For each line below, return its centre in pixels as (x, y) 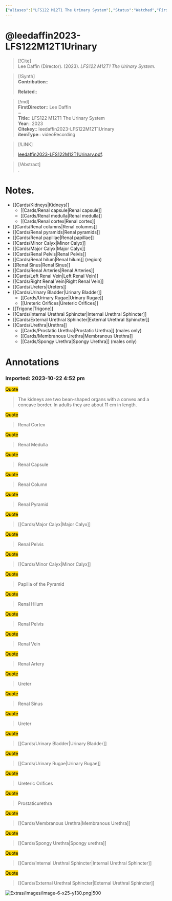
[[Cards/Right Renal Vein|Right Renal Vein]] (58, 281)
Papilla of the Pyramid (41, 584)
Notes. (20, 190)
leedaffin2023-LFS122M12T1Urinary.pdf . (60, 154)
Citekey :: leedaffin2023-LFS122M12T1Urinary (66, 129)
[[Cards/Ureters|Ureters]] (39, 286)
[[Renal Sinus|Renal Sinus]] (41, 265)
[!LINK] (25, 144)
